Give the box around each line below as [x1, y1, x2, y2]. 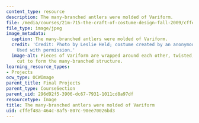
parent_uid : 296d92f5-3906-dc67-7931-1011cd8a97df [6, 91, 134, 97]
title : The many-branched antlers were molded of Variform [6, 102, 155, 108]
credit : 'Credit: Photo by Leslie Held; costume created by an [11, 42, 171, 48]
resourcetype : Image [6, 96, 57, 102]
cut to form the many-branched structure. [17, 58, 123, 64]
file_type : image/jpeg [6, 25, 62, 31]
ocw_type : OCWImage [6, 75, 54, 80]
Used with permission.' [17, 47, 76, 53]
